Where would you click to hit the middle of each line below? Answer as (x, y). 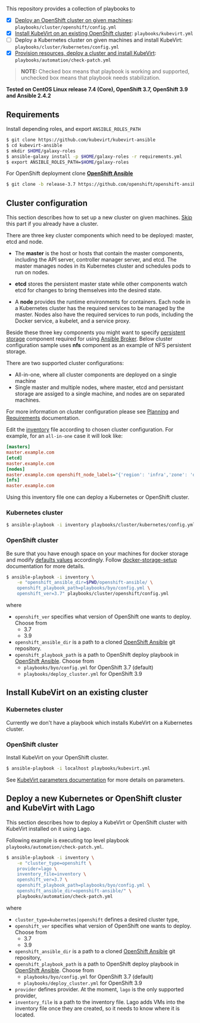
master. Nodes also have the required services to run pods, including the (104, 315)
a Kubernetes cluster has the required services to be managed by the (100, 308)
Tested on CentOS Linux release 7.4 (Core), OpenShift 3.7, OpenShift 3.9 (97, 90)
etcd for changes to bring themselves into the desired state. (88, 290)
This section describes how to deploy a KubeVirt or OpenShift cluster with (97, 822)
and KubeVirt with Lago (51, 808)
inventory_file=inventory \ (51, 874)
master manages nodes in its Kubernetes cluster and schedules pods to (103, 266)
